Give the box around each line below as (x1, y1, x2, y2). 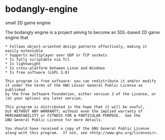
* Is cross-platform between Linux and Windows (5, 66, 106, 70)
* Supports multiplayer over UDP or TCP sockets (5, 53, 108, 58)
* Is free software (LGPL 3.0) (5, 70, 70, 75)
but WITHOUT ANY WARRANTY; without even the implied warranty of (5, 108, 143, 114)
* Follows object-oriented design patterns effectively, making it (5, 44, 148, 49)
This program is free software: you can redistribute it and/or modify (5, 78, 156, 83)
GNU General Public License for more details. (5, 117, 103, 122)
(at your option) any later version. (5, 96, 83, 101)
